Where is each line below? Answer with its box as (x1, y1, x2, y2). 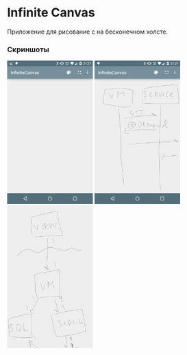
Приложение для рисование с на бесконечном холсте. (7, 27, 169, 36)
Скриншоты (7, 45, 50, 54)
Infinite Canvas (7, 5, 95, 21)
